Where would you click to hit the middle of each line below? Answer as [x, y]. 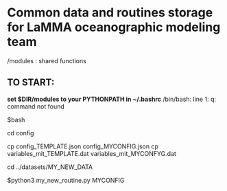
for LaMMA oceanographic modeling [114, 27]
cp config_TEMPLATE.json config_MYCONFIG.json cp [83, 146]
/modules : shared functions [47, 60]
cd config [21, 133]
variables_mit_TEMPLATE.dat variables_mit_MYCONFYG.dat [92, 153]
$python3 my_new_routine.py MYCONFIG [66, 180]
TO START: [31, 83]
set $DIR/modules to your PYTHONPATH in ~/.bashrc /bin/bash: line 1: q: [111, 99]
